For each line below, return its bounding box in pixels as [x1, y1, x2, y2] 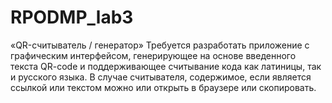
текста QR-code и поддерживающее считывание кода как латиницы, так [10, 60, 322, 72]
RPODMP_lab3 [10, 6, 134, 29]
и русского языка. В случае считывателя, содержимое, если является [10, 71, 312, 83]
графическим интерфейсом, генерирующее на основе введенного [10, 49, 297, 61]
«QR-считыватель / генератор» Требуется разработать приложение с [10, 39, 310, 51]
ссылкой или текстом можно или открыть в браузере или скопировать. [10, 81, 317, 93]
